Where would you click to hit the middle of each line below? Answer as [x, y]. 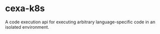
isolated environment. [27, 27]
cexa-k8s [25, 8]
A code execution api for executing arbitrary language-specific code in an [80, 22]
